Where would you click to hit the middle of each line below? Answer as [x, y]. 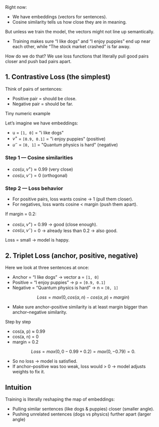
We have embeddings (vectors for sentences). [60, 17]
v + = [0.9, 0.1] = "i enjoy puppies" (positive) [59, 138]
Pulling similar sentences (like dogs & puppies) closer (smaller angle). [83, 409]
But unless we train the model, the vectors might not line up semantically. [80, 31]
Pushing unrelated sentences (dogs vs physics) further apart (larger [81, 414]
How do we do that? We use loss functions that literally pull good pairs [77, 56]
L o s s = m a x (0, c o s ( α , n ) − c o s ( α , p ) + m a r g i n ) [83, 298]
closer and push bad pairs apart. [38, 61]
